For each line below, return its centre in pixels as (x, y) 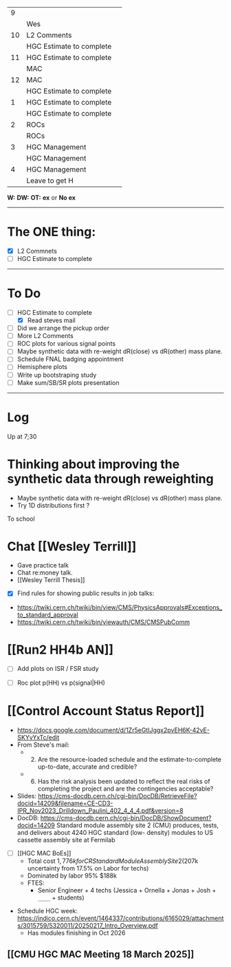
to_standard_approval (47, 614)
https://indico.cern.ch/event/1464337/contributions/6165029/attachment (120, 918)
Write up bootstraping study (57, 375)
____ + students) (61, 897)
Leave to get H (50, 180)
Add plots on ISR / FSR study (58, 669)
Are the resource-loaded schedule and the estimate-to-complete (130, 759)
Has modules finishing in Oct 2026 (76, 933)
